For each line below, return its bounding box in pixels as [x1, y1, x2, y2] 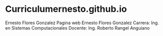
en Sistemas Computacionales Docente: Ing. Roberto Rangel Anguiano [5, 25, 150, 31]
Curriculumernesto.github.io [5, 3, 127, 15]
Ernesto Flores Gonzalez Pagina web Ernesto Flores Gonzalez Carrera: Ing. [5, 20, 159, 26]
